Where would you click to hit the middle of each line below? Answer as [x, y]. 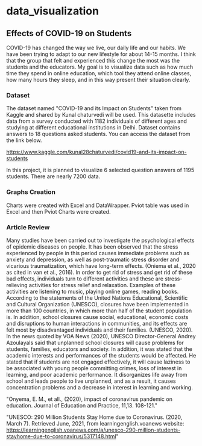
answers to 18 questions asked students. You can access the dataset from [99, 134]
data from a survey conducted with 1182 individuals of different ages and [96, 121]
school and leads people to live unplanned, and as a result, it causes [91, 381]
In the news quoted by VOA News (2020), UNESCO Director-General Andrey [101, 336]
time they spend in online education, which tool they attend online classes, [99, 73]
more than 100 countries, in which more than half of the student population [99, 311]
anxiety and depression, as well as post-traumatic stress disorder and [93, 259]
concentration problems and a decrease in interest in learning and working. [99, 387]
